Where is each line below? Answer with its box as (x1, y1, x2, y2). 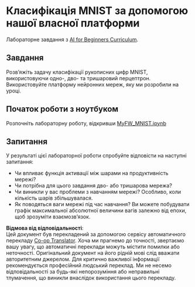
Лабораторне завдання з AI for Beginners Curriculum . (6, 36, 139, 43)
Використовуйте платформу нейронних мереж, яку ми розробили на (6, 81, 179, 88)
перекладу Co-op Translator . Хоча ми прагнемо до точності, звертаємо (6, 237, 184, 244)
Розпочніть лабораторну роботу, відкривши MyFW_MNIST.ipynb (6, 119, 167, 127)
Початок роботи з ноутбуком (6, 104, 119, 114)
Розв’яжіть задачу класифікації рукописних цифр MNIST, (6, 69, 148, 76)
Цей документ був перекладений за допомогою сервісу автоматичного (6, 231, 186, 238)
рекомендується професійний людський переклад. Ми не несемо (6, 262, 172, 269)
